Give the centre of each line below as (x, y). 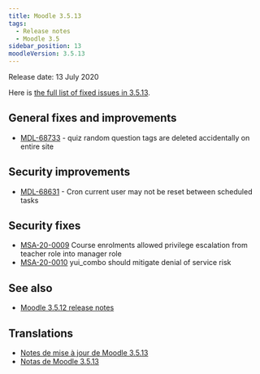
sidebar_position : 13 (45, 46)
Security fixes (45, 226)
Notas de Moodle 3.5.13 (60, 362)
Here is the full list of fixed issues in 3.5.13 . (79, 93)
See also (30, 288)
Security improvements (69, 172)
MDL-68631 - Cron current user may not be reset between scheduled (136, 191)
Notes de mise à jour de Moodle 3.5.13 (84, 353)
